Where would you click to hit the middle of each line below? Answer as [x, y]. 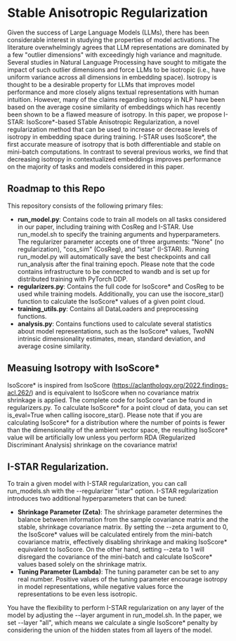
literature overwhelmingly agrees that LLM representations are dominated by [118, 47]
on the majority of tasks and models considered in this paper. [96, 166]
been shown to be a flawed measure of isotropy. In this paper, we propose [115, 114]
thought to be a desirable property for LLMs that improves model [101, 84]
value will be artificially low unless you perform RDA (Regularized [101, 437]
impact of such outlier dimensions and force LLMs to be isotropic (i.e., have [117, 70]
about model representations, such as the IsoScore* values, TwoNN [116, 331]
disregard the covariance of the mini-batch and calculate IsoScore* [115, 557]
